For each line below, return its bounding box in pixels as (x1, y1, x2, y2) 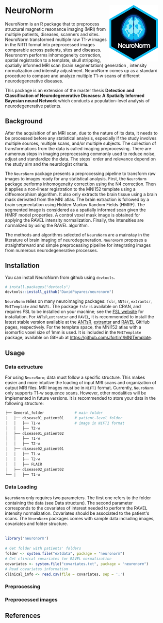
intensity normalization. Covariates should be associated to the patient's (5, 510, 149, 516)
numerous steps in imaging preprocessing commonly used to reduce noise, (5, 151, 156, 156)
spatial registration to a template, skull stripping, (5, 57, 101, 63)
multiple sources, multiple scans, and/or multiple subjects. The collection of (5, 140, 156, 146)
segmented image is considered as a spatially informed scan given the (5, 207, 147, 213)
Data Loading (5, 484, 37, 490)
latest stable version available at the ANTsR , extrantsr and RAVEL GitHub (5, 319, 150, 325)
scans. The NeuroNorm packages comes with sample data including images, (5, 515, 155, 521)
